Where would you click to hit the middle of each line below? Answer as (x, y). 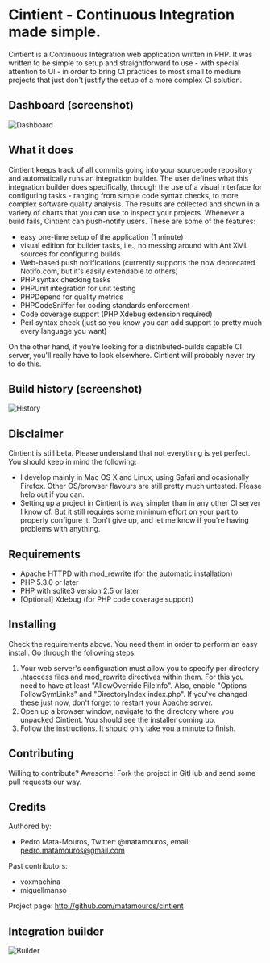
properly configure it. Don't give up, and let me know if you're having (135, 520)
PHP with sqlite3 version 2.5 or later (79, 591)
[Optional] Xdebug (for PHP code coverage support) (107, 599)
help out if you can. (52, 494)
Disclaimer (36, 434)
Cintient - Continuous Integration (122, 15)
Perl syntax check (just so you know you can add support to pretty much (141, 322)
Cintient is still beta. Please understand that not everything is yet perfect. (129, 453)
